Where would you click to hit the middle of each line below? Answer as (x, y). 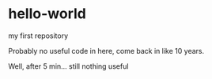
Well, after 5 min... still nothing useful (68, 66)
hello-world (47, 14)
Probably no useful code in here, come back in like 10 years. (106, 51)
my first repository (38, 36)
